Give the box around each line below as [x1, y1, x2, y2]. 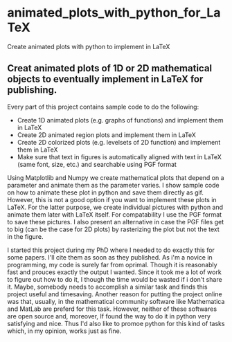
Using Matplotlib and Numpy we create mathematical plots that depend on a [7, 173, 224, 181]
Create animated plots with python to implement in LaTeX [7, 42, 170, 51]
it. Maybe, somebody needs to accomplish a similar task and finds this [7, 282, 208, 291]
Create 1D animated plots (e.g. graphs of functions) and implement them [17, 116, 224, 124]
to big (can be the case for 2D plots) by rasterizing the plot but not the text [7, 225, 220, 233]
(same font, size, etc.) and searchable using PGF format [17, 160, 177, 168]
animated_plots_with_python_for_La [7, 5, 221, 21]
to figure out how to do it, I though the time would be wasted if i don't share [7, 275, 223, 283]
